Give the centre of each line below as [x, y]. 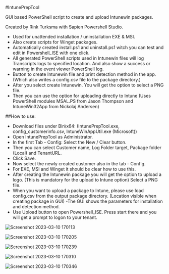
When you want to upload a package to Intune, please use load [78, 191]
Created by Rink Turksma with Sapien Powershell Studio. [64, 27]
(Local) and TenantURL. [37, 153]
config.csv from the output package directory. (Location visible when [84, 196]
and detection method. [36, 207]
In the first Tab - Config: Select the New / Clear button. [69, 142]
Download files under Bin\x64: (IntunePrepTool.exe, [66, 126]
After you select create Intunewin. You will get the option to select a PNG [88, 85]
